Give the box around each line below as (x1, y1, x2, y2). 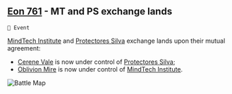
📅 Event (7, 24, 30, 31)
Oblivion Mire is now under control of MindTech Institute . (17, 65, 183, 73)
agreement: (7, 43, 41, 52)
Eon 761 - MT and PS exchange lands (7, 6, 173, 18)
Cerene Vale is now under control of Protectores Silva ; (17, 58, 176, 66)
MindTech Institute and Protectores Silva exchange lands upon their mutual (7, 36, 226, 45)
